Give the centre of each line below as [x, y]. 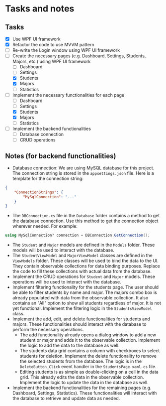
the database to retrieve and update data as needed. [66, 399]
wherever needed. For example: [45, 226]
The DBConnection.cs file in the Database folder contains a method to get [86, 216]
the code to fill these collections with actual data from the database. [82, 271]
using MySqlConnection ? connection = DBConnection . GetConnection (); [78, 235]
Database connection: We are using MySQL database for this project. [83, 168]
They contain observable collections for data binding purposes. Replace [86, 266]
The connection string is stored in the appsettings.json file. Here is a [83, 173]
